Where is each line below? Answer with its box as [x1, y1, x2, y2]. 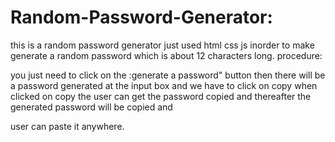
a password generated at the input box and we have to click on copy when [10, 79, 318, 91]
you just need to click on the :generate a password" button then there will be [10, 69, 326, 81]
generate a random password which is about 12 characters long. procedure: [10, 49, 323, 61]
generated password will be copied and [10, 101, 173, 113]
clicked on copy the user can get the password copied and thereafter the [10, 90, 312, 102]
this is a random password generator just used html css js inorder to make [10, 39, 315, 51]
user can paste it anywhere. [10, 120, 125, 132]
